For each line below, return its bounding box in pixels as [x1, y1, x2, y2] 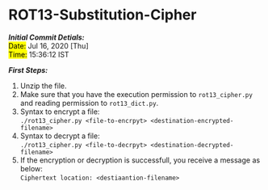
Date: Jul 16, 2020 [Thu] [8, 40, 89, 50]
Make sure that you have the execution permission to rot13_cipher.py [19, 89, 253, 99]
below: [19, 163, 43, 173]
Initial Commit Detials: [8, 32, 85, 42]
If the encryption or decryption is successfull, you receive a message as [19, 155, 261, 165]
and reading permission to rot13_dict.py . [19, 98, 159, 108]
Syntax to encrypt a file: [19, 107, 100, 116]
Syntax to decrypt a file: [19, 131, 100, 141]
